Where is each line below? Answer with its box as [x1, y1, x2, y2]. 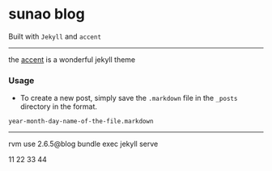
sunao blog [8, 5, 85, 23]
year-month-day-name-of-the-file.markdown [8, 118, 154, 126]
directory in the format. [19, 102, 98, 111]
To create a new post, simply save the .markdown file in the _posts [19, 94, 238, 103]
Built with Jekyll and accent [8, 31, 102, 41]
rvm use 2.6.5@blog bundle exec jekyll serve [8, 139, 159, 149]
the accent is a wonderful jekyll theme [8, 54, 136, 65]
